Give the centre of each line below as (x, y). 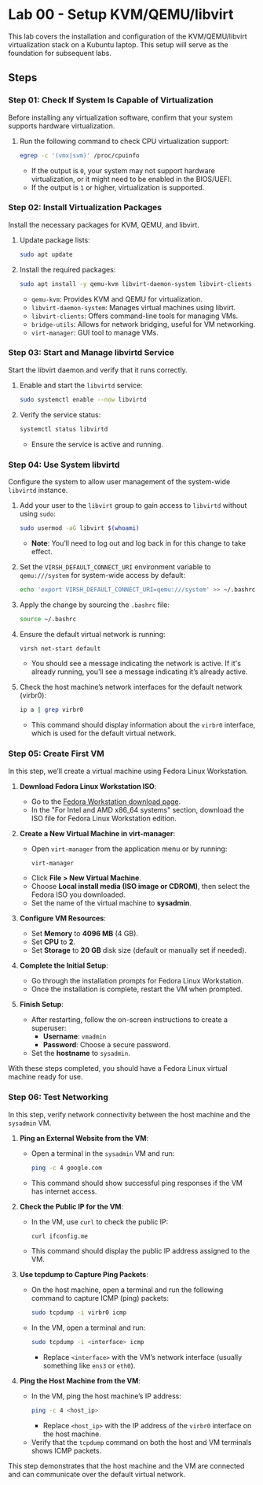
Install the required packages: (68, 269)
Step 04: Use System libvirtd (64, 465)
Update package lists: (55, 240)
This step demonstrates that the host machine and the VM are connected (126, 1466)
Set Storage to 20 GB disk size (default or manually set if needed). (139, 950)
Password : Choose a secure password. (107, 1045)
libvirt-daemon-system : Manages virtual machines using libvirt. (133, 307)
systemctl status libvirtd (64, 429)
